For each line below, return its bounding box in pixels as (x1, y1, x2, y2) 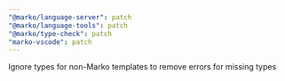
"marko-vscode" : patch (8, 37, 92, 47)
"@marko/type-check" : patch (8, 29, 113, 38)
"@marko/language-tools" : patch (8, 21, 128, 30)
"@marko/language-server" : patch (8, 12, 132, 22)
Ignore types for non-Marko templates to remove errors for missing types (8, 62, 277, 72)
